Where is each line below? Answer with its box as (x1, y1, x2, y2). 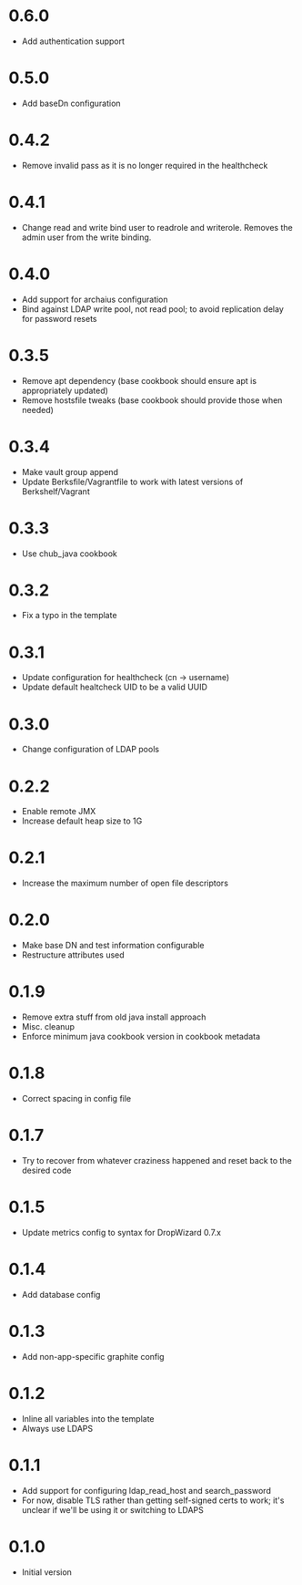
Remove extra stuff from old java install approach (21, 1011, 206, 1022)
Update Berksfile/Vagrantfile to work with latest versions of (21, 476, 244, 487)
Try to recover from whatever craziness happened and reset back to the (21, 1155, 292, 1165)
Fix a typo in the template (21, 610, 117, 621)
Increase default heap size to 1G (21, 815, 143, 826)
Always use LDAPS (21, 1423, 94, 1434)
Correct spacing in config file (21, 1093, 132, 1103)
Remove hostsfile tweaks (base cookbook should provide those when (21, 394, 283, 406)
